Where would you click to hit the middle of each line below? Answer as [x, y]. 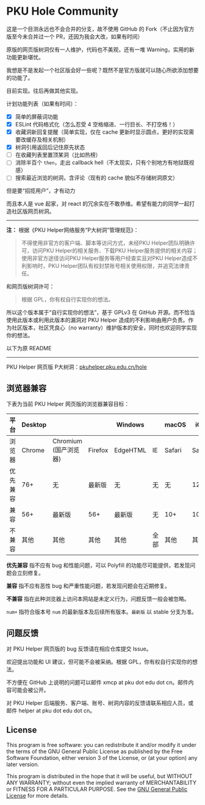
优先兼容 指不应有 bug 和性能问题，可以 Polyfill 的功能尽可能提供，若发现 [98, 565]
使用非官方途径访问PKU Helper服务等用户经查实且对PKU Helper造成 [107, 258]
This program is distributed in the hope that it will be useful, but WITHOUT [99, 776]
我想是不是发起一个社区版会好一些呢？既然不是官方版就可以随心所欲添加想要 [103, 70]
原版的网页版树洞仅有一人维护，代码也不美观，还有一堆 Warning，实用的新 [100, 49]
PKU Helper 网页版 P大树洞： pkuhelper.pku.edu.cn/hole [77, 367]
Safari [173, 450]
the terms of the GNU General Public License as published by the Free [95, 751]
